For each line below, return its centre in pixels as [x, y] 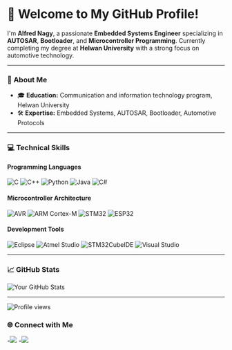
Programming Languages [44, 167]
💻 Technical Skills [39, 148]
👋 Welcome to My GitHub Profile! [103, 14]
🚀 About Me [27, 80]
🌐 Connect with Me [40, 324]
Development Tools [36, 229]
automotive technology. [41, 55]
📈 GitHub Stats [33, 269]
